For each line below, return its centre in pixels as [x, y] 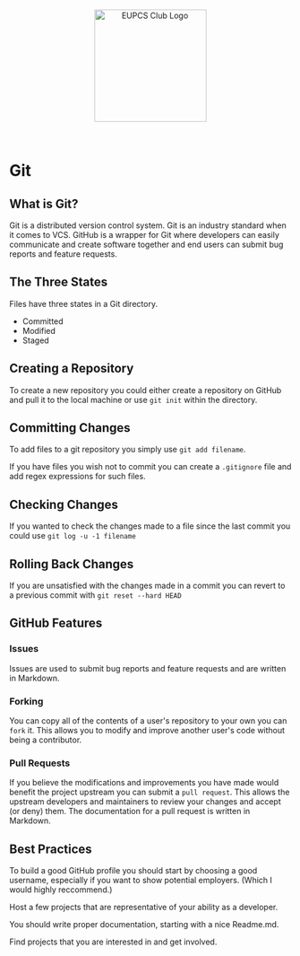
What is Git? [44, 203]
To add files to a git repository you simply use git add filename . [128, 450]
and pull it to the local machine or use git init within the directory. [133, 399]
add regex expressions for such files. [77, 477]
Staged [35, 340]
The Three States [59, 282]
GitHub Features [56, 623]
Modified [39, 330]
